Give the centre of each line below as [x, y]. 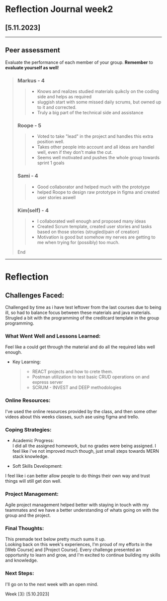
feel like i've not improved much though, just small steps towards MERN [85, 451]
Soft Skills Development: [37, 466]
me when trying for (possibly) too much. [78, 242]
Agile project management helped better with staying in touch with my [77, 505]
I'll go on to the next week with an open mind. [52, 584]
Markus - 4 [31, 80]
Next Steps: [20, 574]
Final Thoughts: [25, 529]
